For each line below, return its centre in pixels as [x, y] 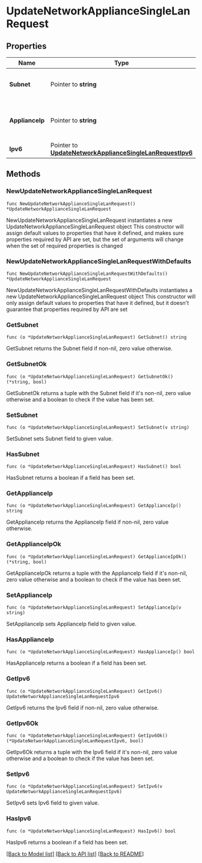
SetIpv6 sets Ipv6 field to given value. [53, 803]
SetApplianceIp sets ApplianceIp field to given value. [72, 624]
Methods [23, 174]
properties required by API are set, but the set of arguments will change [95, 239]
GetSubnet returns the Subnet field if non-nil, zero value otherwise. [90, 349]
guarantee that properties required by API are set [67, 309]
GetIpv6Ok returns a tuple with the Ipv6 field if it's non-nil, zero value [92, 752]
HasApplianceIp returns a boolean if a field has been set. [77, 663]
